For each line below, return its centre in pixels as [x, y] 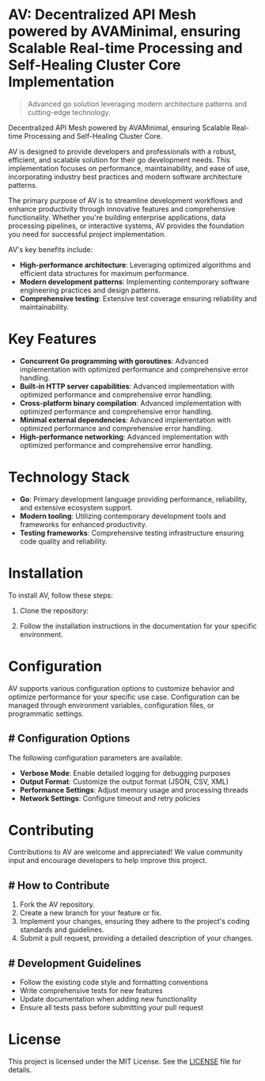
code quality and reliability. [64, 541]
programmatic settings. [46, 713]
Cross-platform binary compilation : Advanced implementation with [131, 403]
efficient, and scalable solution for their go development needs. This [119, 159]
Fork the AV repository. [57, 904]
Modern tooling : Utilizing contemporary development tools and [123, 516]
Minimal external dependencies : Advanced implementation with [125, 420]
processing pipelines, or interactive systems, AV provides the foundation [127, 225]
